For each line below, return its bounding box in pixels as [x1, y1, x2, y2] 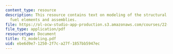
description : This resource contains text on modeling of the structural [5, 12, 167, 17]
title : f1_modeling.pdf [5, 37, 57, 42]
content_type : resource [5, 7, 57, 13]
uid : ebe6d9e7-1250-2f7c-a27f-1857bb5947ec [5, 41, 100, 46]
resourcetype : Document [5, 31, 57, 37]
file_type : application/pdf [5, 27, 66, 32]
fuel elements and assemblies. [10, 17, 77, 22]
